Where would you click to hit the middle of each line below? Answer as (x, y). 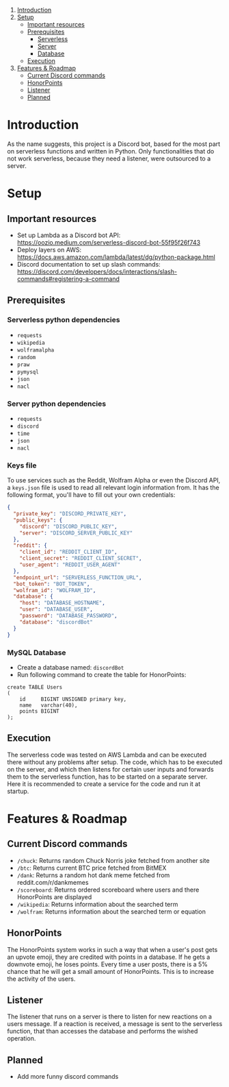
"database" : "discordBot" (56, 622)
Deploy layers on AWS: (49, 249)
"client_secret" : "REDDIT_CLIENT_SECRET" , (81, 559)
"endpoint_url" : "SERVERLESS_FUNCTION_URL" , (78, 577)
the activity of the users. (41, 979)
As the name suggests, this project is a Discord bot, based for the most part (114, 144)
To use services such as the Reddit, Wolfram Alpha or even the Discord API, (114, 480)
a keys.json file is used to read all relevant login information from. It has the (113, 488)
